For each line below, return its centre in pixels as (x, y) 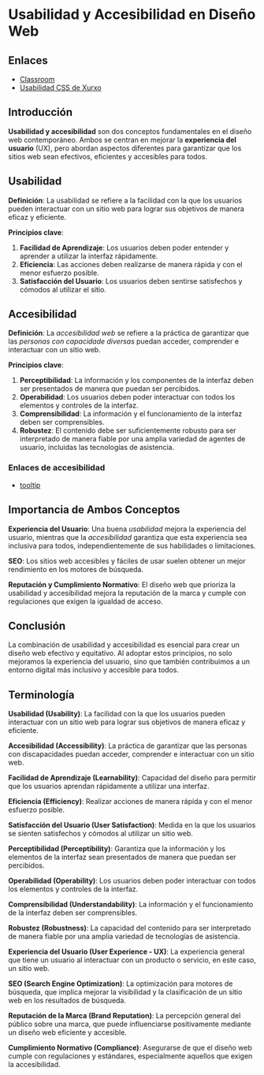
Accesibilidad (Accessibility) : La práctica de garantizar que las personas (128, 746)
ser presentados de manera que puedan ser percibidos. (110, 389)
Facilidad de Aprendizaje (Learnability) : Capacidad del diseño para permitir (132, 778)
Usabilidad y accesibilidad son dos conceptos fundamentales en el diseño (130, 131)
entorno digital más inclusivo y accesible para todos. (94, 670)
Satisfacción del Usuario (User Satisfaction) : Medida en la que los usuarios (132, 825)
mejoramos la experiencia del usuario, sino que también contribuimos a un (129, 662)
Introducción (41, 112)
